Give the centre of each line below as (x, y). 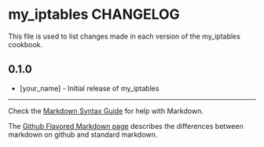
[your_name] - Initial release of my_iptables (89, 88)
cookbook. (26, 44)
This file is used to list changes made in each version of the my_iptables (125, 36)
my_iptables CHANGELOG (94, 15)
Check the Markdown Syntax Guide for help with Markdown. (106, 111)
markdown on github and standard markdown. (83, 134)
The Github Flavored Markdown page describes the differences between (126, 126)
